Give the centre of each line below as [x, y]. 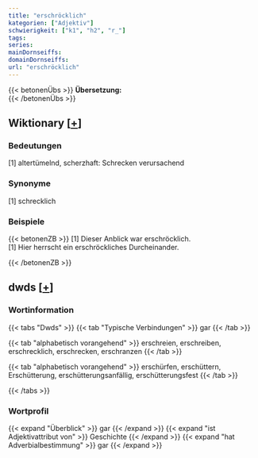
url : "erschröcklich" [44, 67]
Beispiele [27, 221]
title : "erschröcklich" [48, 15]
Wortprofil [29, 411]
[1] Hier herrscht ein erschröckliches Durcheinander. [94, 248]
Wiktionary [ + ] [45, 123]
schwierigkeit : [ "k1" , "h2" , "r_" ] [67, 30]
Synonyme [30, 183]
